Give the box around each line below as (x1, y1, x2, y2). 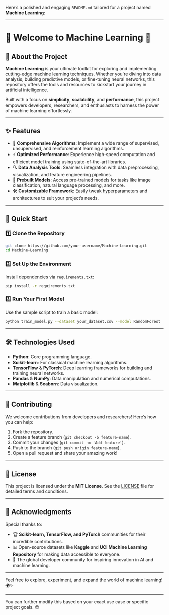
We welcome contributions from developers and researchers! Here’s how (5, 414, 157, 420)
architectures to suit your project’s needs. (12, 195, 99, 201)
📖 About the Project (5, 52, 68, 61)
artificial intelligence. (5, 87, 49, 93)
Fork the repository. (12, 429, 54, 435)
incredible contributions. (12, 538, 63, 544)
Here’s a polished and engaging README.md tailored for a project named (5, 5, 151, 10)
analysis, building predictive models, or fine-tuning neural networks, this (5, 76, 155, 82)
